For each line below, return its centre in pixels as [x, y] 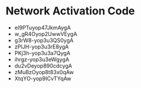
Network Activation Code [70, 11]
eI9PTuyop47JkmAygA [42, 28]
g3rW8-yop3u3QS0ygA [44, 40]
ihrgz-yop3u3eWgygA [42, 59]
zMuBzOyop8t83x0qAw [44, 72]
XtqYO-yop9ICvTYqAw [43, 78]
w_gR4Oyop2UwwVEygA [46, 34]
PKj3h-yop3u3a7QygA [42, 53]
